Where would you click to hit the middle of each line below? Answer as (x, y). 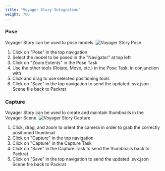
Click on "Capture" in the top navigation (53, 138)
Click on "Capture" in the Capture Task (52, 143)
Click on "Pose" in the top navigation (50, 52)
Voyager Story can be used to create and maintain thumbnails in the (74, 113)
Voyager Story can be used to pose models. (50, 42)
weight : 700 (17, 14)
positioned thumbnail (34, 133)
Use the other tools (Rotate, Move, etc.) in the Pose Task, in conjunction (85, 68)
